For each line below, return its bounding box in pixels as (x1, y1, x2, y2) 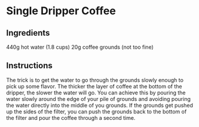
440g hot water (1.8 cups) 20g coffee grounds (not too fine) (6, 43, 154, 50)
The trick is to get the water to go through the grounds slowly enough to (6, 76, 184, 84)
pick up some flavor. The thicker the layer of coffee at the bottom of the (6, 82, 182, 90)
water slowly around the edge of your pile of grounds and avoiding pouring (6, 95, 191, 102)
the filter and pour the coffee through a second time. (6, 114, 136, 121)
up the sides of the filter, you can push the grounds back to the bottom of (6, 108, 187, 115)
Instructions (6, 61, 53, 71)
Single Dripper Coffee (6, 4, 117, 18)
